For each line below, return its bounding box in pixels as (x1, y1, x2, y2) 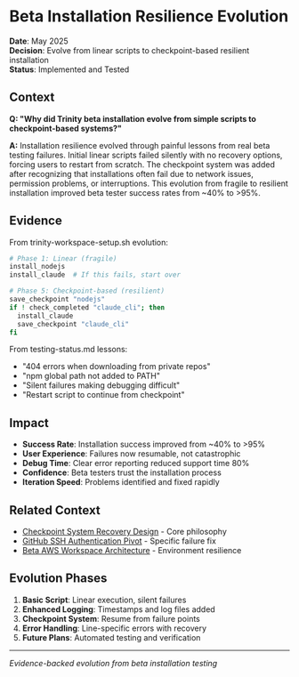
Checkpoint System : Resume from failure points (21, 613, 200, 624)
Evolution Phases (9, 571, 108, 586)
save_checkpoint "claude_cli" (17, 319, 129, 328)
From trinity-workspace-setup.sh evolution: (9, 237, 169, 247)
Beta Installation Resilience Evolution (9, 6, 289, 27)
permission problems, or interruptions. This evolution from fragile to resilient (9, 178, 289, 189)
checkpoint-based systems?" (9, 123, 123, 133)
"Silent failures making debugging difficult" (21, 380, 181, 391)
